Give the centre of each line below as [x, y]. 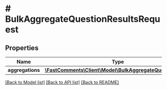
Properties [22, 48]
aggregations [24, 70]
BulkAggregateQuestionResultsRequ [83, 19]
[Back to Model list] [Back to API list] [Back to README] [62, 82]
